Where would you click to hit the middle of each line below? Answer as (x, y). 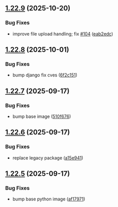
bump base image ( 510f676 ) (42, 116)
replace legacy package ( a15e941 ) (48, 158)
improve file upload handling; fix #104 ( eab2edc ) (63, 34)
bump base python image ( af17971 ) (49, 199)
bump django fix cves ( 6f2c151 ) (45, 75)
